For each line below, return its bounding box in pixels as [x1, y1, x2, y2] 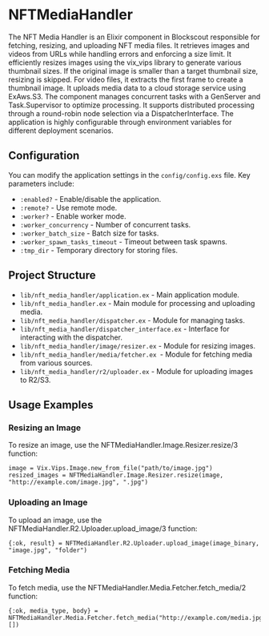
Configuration [8, 149, 80, 163]
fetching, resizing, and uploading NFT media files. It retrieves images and [8, 40, 250, 50]
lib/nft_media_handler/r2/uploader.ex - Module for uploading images [19, 366, 254, 376]
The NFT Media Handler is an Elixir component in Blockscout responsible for [8, 32, 260, 42]
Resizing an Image [8, 422, 82, 433]
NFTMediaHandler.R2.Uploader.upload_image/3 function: [8, 523, 198, 533]
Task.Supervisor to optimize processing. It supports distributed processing [8, 100, 255, 110]
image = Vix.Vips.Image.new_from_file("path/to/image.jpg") [8, 465, 214, 473]
